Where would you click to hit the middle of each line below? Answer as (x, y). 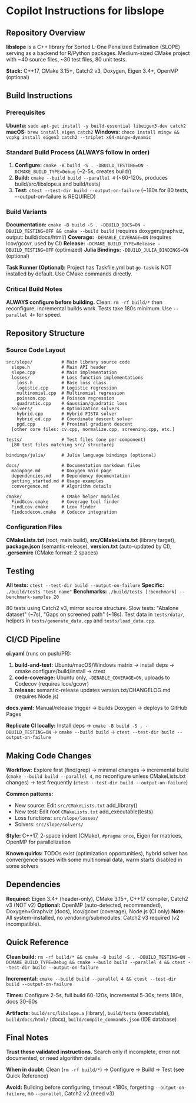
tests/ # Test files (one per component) (76, 440)
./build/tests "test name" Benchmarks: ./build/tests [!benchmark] (92, 592)
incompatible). (24, 924)
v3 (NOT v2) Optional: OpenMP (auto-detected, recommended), (84, 905)
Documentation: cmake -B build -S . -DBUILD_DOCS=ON (73, 225)
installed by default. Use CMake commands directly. (69, 274)
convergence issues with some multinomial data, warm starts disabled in (94, 859)
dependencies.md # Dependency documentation (71, 476)
